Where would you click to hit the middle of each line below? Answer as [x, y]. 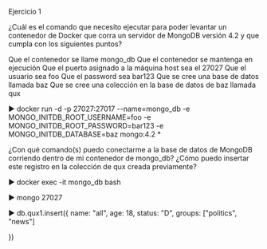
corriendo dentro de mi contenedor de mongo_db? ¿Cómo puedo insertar [129, 158]
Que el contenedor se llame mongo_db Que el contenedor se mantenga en [131, 59]
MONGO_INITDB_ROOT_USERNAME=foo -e [80, 117]
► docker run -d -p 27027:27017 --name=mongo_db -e [99, 109]
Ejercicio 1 [25, 12]
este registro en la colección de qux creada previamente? [102, 166]
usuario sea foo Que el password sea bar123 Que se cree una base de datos [133, 76]
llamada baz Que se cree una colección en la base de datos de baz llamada [132, 85]
